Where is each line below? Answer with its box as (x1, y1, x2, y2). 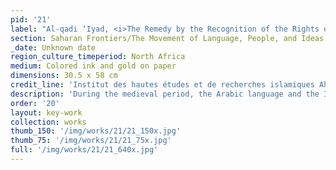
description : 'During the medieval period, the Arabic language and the (10, 89, 320, 99)
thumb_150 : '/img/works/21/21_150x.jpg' (10, 126, 182, 136)
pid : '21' (10, 14, 52, 25)
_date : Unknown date (10, 42, 97, 53)
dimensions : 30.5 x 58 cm (10, 71, 118, 81)
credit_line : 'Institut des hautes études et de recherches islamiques (10, 80, 315, 90)
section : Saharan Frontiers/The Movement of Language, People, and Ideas (10, 33, 325, 43)
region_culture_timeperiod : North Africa (10, 52, 186, 62)
